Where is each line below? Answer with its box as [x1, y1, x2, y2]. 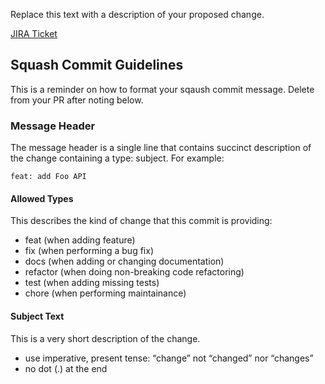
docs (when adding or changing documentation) [24, 255, 225, 268]
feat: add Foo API [10, 172, 87, 182]
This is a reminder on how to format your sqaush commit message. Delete [10, 83, 315, 95]
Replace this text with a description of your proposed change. [10, 9, 265, 20]
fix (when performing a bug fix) [24, 245, 154, 257]
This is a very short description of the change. [10, 332, 201, 344]
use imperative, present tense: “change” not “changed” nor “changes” [24, 352, 314, 364]
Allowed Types [10, 192, 74, 204]
